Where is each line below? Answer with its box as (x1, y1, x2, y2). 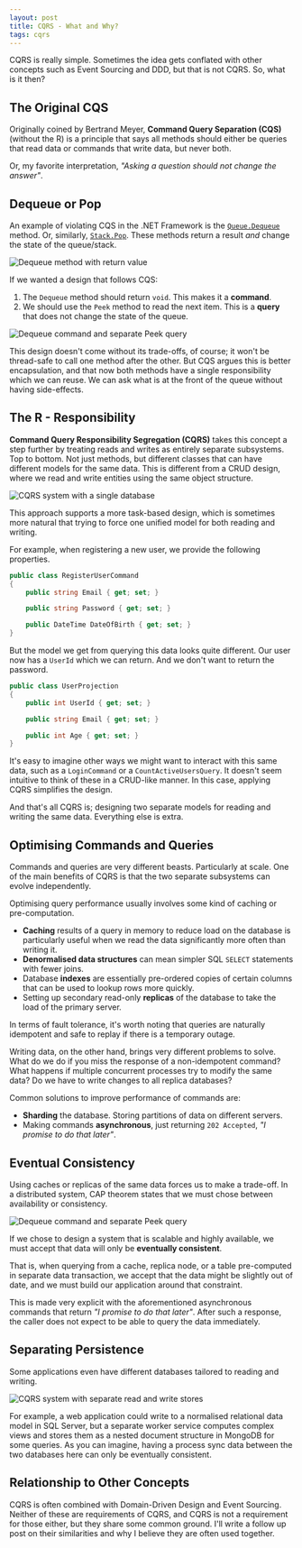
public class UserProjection (9, 682, 119, 691)
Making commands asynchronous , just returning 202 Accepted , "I (22, 1120, 266, 1131)
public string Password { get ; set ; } (25, 604, 171, 613)
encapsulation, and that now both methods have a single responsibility (9, 365, 272, 375)
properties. (9, 554, 50, 564)
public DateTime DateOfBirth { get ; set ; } (25, 620, 192, 629)
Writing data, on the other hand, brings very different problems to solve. (9, 1047, 277, 1058)
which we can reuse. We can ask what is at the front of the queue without (9, 375, 283, 385)
